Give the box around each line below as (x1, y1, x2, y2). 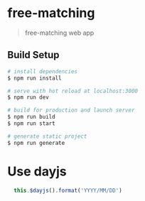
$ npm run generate (7, 139, 65, 146)
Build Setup (7, 49, 60, 61)
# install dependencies (7, 67, 78, 75)
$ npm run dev (7, 94, 50, 101)
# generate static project (7, 133, 87, 140)
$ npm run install (7, 75, 62, 82)
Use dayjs (7, 163, 68, 179)
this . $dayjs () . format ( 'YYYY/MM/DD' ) (14, 187, 122, 194)
